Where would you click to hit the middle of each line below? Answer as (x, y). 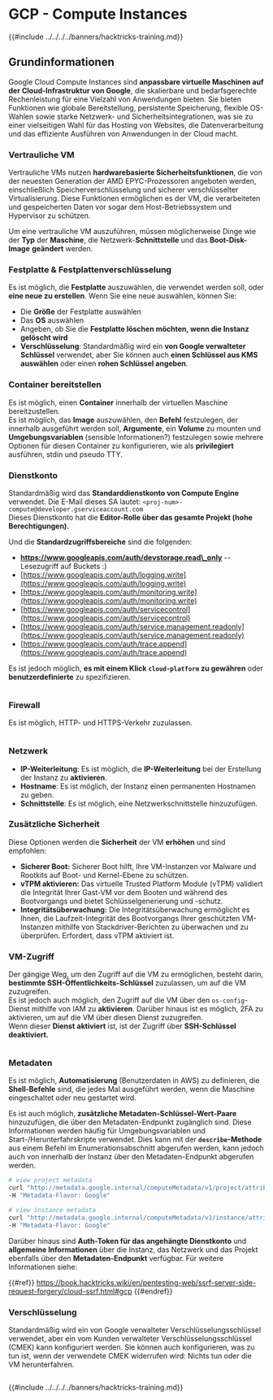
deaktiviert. (28, 1035)
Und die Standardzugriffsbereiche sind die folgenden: (100, 541)
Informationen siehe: (43, 1267)
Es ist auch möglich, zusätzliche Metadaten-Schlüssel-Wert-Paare (123, 1114)
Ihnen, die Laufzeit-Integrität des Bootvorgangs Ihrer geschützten (130, 918)
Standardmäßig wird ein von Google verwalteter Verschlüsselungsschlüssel (135, 1329)
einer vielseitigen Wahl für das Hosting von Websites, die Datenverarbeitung (136, 125)
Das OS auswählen (52, 320)
